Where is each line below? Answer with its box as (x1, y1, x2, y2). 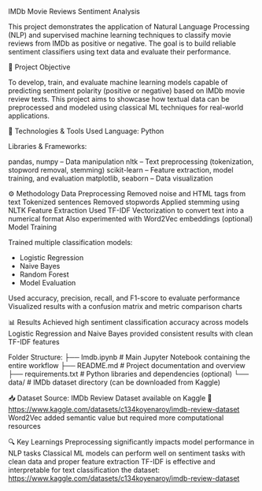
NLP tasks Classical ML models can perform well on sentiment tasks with (8, 448, 245, 458)
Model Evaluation (19, 278, 76, 287)
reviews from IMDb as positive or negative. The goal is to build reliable (8, 39, 236, 48)
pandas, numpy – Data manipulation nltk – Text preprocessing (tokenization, (8, 157, 254, 166)
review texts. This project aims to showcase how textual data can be (8, 95, 230, 103)
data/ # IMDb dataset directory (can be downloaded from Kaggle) (8, 378, 221, 387)
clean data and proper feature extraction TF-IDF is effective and (8, 457, 216, 466)
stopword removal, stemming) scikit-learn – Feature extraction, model (8, 166, 234, 174)
